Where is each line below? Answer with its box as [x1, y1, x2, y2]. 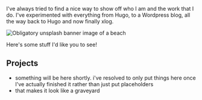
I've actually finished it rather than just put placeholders [14, 80, 154, 87]
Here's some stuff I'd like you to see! [6, 41, 98, 48]
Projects [6, 58, 39, 68]
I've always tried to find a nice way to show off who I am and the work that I [6, 5, 194, 12]
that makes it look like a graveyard [14, 87, 101, 94]
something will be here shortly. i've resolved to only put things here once [14, 74, 196, 81]
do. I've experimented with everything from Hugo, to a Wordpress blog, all [6, 11, 191, 19]
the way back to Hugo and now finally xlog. [6, 18, 114, 25]
